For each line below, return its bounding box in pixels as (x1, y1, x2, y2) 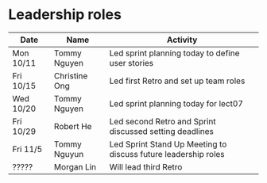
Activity (166, 34, 198, 45)
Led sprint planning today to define (109, 48, 240, 59)
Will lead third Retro (109, 161, 183, 172)
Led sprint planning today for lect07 (109, 97, 244, 109)
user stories (109, 57, 154, 68)
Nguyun (54, 148, 84, 159)
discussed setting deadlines (109, 125, 215, 136)
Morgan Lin (54, 161, 97, 172)
